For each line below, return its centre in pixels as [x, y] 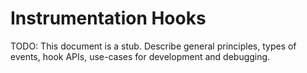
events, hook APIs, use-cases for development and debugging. [140, 56]
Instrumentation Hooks [108, 18]
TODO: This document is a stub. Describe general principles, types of [153, 46]
